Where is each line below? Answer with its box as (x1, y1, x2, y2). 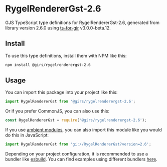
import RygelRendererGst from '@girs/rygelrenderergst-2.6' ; (5, 99, 136, 104)
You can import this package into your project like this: (5, 89, 118, 95)
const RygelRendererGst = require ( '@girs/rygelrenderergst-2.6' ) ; (5, 118, 147, 123)
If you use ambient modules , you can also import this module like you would (5, 127, 162, 133)
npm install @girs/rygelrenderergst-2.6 (5, 62, 91, 67)
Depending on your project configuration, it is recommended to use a (5, 151, 148, 157)
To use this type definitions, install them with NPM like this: (5, 52, 127, 58)
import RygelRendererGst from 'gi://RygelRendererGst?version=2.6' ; (5, 142, 151, 147)
